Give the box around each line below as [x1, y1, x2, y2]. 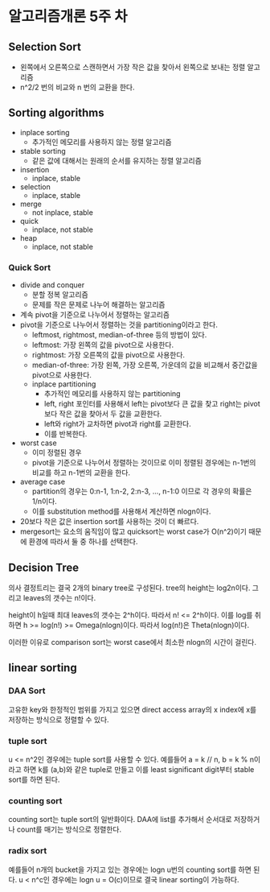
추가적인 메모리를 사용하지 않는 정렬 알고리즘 [31, 137, 172, 147]
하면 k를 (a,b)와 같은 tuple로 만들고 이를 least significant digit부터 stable [22, 764, 255, 774]
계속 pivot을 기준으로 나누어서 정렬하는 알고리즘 [19, 310, 170, 320]
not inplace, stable [31, 207, 94, 217]
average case [19, 477, 66, 487]
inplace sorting [19, 127, 70, 137]
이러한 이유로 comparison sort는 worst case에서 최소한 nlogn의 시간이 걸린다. [8, 637, 257, 646]
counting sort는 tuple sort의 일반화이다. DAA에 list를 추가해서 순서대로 [8, 815, 232, 824]
